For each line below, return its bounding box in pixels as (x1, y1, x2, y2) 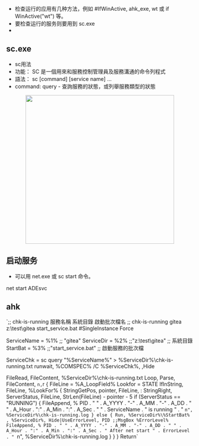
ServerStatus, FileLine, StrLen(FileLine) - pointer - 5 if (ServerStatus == (6, 393, 181, 400)
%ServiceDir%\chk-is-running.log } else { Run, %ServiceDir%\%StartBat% (6, 412, 190, 418)
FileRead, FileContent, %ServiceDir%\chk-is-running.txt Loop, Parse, (6, 374, 175, 382)
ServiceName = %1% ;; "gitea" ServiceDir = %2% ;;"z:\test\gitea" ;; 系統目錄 (6, 337, 193, 344)
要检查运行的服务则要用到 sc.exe (14, 20, 95, 27)
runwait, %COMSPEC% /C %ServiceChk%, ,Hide (34, 363, 155, 370)
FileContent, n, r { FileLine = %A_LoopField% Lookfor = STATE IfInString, (6, 381, 184, 388)
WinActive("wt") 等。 (14, 12, 67, 20)
